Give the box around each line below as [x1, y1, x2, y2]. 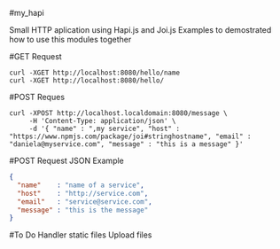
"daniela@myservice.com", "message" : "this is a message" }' [9, 140, 244, 149]
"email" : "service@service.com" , [17, 197, 152, 206]
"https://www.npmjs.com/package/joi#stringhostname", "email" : [9, 132, 252, 141]
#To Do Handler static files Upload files [9, 230, 152, 240]
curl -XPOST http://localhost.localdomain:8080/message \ [9, 109, 228, 118]
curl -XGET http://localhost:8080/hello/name [9, 68, 180, 77]
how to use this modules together [9, 35, 132, 44]
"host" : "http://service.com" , [17, 189, 149, 198]
